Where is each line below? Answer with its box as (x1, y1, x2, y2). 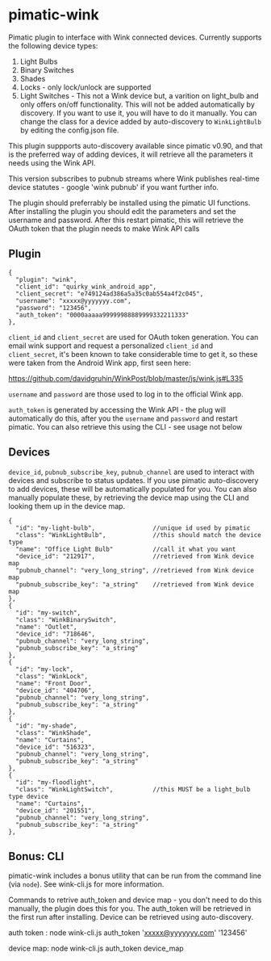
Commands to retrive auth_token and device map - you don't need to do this (8, 895, 262, 905)
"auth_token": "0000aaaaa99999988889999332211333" (15, 311, 190, 319)
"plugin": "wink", (15, 275, 78, 283)
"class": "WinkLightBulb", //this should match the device (15, 531, 262, 539)
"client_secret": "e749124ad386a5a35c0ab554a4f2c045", (15, 289, 204, 298)
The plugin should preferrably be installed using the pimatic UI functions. (8, 198, 251, 208)
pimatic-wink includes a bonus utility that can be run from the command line (8, 871, 262, 881)
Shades (19, 73, 46, 83)
